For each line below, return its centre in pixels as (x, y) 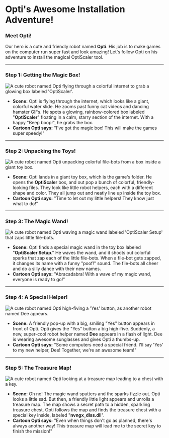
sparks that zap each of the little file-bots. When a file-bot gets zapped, (87, 258)
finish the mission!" (32, 431)
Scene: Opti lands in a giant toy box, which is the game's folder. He (82, 177)
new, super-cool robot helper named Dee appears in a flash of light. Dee (87, 334)
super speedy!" (28, 133)
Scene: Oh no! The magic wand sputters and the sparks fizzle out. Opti (86, 394)
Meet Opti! (18, 36)
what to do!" (25, 204)
